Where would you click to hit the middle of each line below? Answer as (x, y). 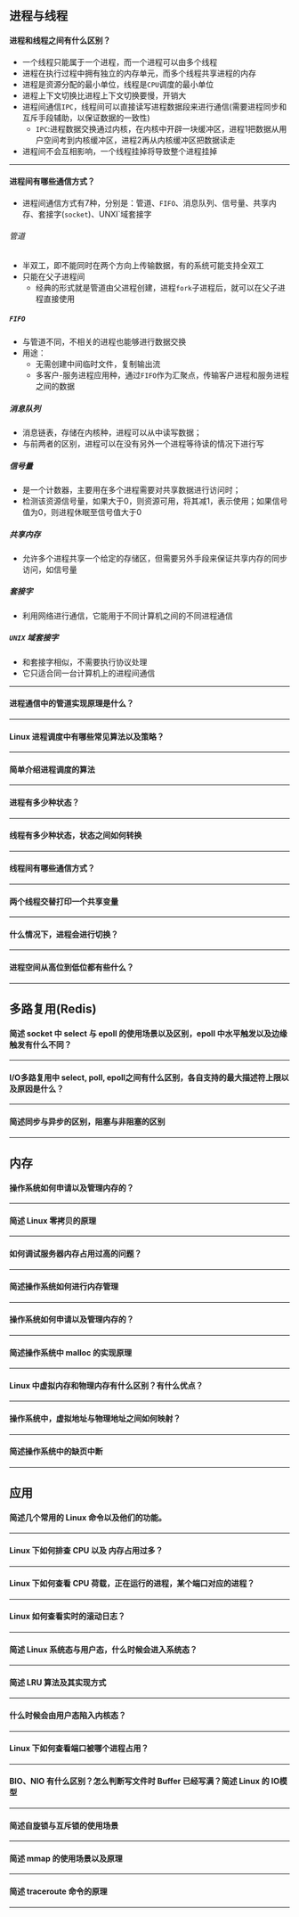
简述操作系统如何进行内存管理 (64, 1287)
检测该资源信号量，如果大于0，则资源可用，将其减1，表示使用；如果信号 (155, 501)
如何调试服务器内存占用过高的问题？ (76, 1254)
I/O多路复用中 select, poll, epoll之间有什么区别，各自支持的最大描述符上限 (145, 1077)
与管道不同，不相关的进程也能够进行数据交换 (104, 341)
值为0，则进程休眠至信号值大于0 (82, 512)
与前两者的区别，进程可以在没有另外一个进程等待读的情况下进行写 (143, 443)
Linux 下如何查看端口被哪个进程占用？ (79, 1749)
